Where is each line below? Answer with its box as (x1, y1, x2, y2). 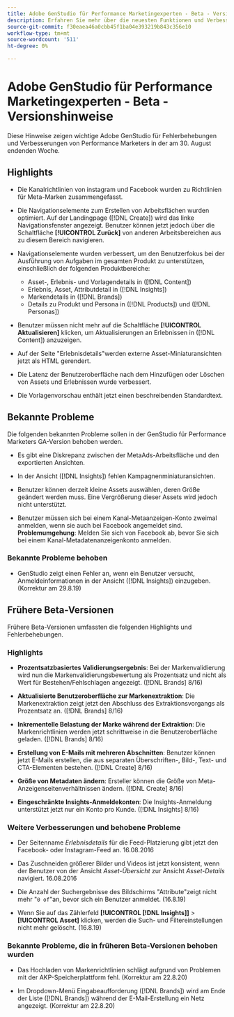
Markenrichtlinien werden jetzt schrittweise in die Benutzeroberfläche (17, 727, 218, 736)
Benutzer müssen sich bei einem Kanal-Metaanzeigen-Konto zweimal (17, 514, 217, 522)
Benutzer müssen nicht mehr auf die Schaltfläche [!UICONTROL (17, 320, 202, 329)
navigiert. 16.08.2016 (17, 874, 77, 883)
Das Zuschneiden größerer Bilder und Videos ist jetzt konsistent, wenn (17, 859, 220, 868)
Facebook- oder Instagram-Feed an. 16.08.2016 (17, 846, 155, 854)
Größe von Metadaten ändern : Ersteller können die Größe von (17, 776, 197, 785)
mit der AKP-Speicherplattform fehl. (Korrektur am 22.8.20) (17, 973, 188, 981)
